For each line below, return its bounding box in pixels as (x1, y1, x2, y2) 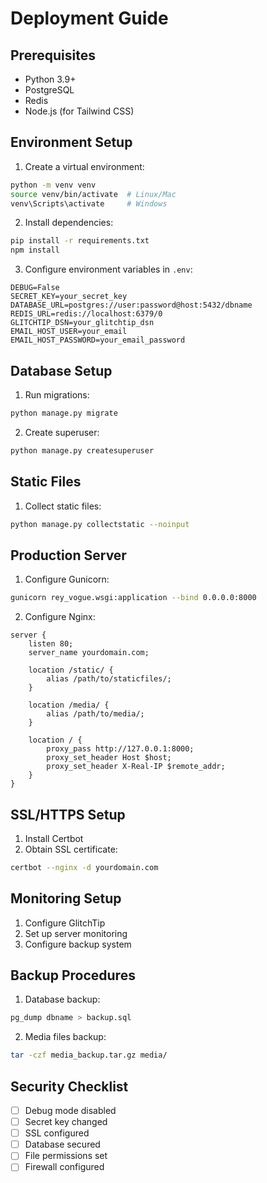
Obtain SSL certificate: (24, 843, 118, 855)
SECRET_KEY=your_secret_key (10, 292, 128, 302)
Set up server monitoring (24, 927, 128, 939)
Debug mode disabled (24, 1105, 117, 1116)
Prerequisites (10, 47, 96, 64)
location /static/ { (28, 665, 114, 676)
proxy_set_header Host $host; (46, 753, 172, 763)
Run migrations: (24, 389, 90, 401)
